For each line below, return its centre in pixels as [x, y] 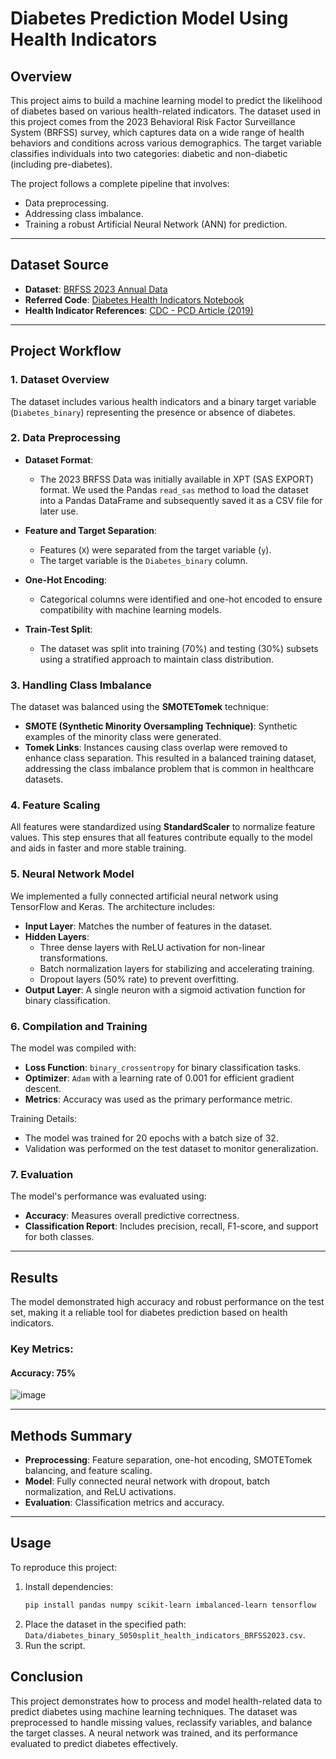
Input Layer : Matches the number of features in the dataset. [148, 926]
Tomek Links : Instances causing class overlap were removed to [156, 748]
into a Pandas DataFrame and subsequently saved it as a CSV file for [181, 500]
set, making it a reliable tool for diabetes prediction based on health [149, 1313]
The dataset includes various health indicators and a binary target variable [163, 401]
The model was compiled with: [73, 1048]
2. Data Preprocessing [65, 438]
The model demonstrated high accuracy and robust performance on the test [167, 1302]
